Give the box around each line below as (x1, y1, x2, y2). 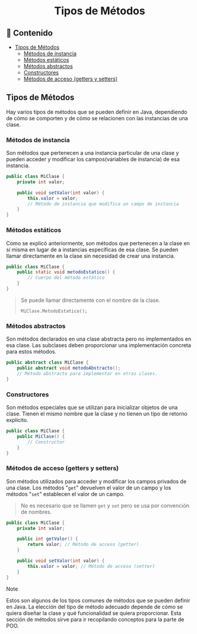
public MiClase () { (17, 433, 65, 439)
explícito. (6, 417, 28, 423)
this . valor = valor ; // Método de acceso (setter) (27, 563, 155, 569)
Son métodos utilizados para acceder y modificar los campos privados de (6, 477, 187, 485)
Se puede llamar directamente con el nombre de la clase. (20, 296, 160, 304)
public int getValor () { (17, 536, 78, 542)
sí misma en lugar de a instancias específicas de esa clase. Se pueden (6, 246, 179, 253)
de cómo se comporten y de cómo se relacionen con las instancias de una (6, 114, 188, 121)
